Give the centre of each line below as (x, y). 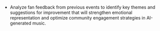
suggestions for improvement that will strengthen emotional (71, 12)
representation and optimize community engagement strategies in (78, 18)
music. (39, 23)
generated (20, 23)
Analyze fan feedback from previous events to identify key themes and (82, 7)
